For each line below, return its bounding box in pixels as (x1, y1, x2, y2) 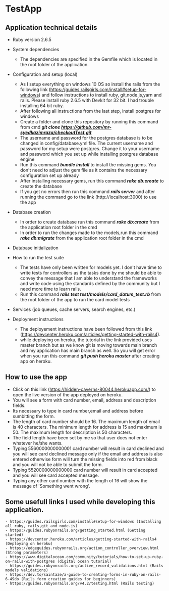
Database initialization (12, 245, 59, 251)
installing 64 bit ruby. (20, 103, 64, 109)
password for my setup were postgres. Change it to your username (20, 146, 160, 152)
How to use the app (5, 373, 67, 382)
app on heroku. (20, 358, 52, 364)
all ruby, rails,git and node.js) (5, 523, 78, 528)
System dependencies (12, 47, 60, 52)
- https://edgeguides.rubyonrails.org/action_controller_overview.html (5, 545, 159, 551)
